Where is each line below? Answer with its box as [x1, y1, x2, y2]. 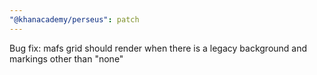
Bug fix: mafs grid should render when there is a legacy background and [9, 42, 308, 54]
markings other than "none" [9, 52, 124, 65]
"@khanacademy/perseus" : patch [9, 14, 140, 25]
